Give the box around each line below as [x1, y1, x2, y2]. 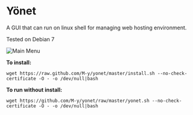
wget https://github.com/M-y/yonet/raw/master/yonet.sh [6, 98, 150, 104]
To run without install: [6, 86, 62, 93]
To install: [6, 59, 32, 66]
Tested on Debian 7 [6, 35, 55, 43]
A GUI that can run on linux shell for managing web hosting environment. [6, 24, 187, 31]
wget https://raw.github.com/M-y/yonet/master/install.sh [6, 70, 155, 76]
